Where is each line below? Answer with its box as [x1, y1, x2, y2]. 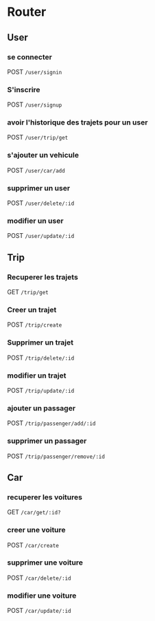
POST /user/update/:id [7, 232, 75, 240]
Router [7, 4, 47, 20]
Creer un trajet [7, 305, 57, 314]
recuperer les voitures [7, 492, 82, 502]
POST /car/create [7, 541, 60, 549]
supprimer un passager [7, 436, 87, 446]
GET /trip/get [7, 288, 49, 296]
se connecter [7, 52, 53, 62]
